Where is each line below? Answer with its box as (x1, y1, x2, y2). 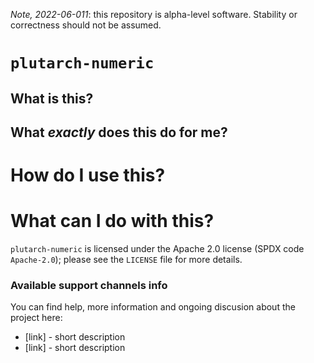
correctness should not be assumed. (10, 19, 162, 31)
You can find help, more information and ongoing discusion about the (10, 301, 296, 313)
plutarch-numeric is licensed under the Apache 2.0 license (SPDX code (10, 243, 305, 255)
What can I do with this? (10, 210, 215, 233)
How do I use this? (10, 164, 166, 187)
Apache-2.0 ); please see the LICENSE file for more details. (10, 254, 243, 266)
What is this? (10, 90, 94, 107)
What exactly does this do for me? (10, 124, 228, 141)
